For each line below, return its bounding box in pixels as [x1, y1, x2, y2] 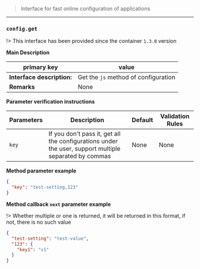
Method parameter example [6, 167, 77, 174]
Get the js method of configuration [77, 73, 176, 82]
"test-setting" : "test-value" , [11, 235, 89, 242]
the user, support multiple [48, 145, 121, 153]
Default [132, 116, 154, 124]
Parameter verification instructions [6, 98, 95, 105]
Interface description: [9, 73, 73, 82]
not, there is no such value [6, 218, 71, 226]
